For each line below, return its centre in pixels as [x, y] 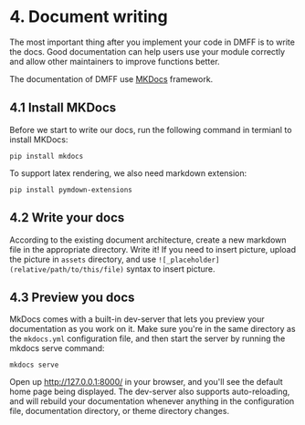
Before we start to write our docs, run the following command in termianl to [151, 130]
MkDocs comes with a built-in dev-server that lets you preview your [137, 319]
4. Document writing [89, 17]
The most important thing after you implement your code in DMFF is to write [152, 42]
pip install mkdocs [47, 156]
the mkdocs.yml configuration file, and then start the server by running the [147, 338]
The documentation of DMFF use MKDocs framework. [111, 78]
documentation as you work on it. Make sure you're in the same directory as [152, 329]
